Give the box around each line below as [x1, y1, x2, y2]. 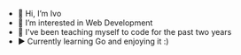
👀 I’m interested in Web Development [17, 17, 153, 28]
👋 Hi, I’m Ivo [17, 9, 62, 18]
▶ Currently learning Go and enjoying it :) [17, 36, 169, 46]
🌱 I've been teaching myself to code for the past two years [17, 27, 232, 37]
